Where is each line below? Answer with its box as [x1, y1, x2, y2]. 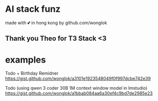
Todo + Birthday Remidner [5, 70, 59, 76]
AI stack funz [5, 3, 61, 15]
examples [5, 54, 46, 65]
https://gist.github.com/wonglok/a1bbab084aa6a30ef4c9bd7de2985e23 [5, 90, 153, 97]
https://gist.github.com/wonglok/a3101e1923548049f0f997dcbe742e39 [5, 75, 151, 82]
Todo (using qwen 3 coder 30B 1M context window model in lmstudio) [5, 85, 148, 91]
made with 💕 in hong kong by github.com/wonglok [5, 20, 107, 26]
